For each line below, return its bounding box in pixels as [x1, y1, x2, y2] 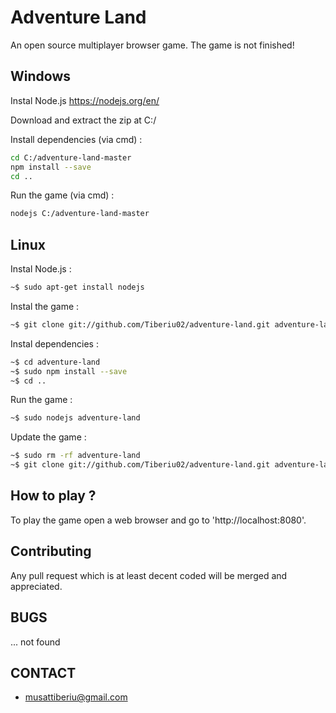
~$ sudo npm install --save [10, 366, 128, 376]
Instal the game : [10, 300, 80, 312]
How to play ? [10, 487, 97, 505]
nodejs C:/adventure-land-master [10, 209, 150, 219]
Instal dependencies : [10, 337, 99, 350]
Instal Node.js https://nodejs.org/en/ [10, 94, 160, 106]
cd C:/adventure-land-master [10, 152, 132, 163]
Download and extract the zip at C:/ [10, 114, 157, 126]
